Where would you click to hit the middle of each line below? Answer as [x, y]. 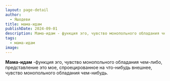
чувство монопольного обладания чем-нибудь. [57, 73]
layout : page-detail [27, 10]
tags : [11, 38]
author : [13, 15]
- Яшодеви [20, 19]
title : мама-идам [24, 24]
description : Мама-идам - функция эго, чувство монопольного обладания [82, 33]
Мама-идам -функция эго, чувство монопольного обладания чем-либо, [84, 62]
